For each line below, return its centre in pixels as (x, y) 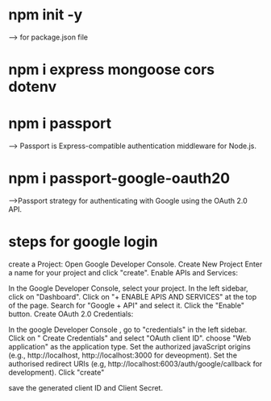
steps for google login (83, 242)
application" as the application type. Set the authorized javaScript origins (130, 346)
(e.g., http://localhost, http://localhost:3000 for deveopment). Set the (123, 355)
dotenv (33, 87)
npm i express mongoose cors (112, 70)
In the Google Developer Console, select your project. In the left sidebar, (128, 288)
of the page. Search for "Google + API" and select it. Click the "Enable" (126, 305)
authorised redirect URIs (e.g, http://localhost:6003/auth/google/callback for (135, 363)
